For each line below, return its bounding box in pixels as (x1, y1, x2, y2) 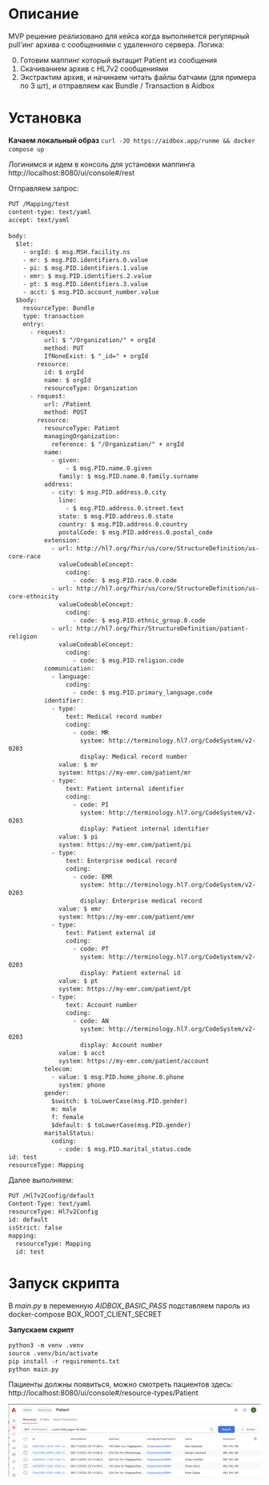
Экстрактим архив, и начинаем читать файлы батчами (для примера (19, 72, 256, 82)
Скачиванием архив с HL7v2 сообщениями (19, 63, 169, 73)
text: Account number (65, 1000, 138, 1009)
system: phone (58, 1081, 106, 1089)
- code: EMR (72, 872, 113, 881)
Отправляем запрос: (8, 183, 79, 193)
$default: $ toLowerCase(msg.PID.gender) (50, 1121, 192, 1129)
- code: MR (72, 728, 110, 737)
